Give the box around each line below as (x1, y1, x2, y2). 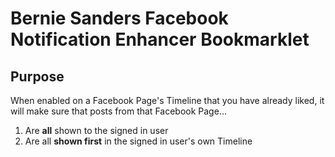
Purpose (10, 68, 65, 85)
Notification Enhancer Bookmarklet (10, 28, 310, 51)
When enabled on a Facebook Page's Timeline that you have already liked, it (10, 95, 325, 106)
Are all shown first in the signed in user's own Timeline (24, 135, 253, 147)
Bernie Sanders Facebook (10, 7, 229, 30)
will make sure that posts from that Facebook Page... (10, 105, 227, 117)
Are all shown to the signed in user (24, 125, 169, 136)
